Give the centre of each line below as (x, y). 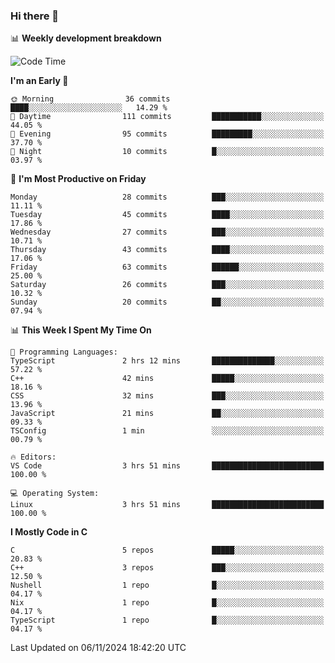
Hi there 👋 (35, 16)
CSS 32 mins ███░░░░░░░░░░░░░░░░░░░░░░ (167, 396)
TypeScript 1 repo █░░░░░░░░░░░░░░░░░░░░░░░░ (167, 620)
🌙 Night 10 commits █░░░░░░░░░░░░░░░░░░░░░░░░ (167, 152)
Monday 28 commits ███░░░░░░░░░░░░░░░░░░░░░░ (167, 197)
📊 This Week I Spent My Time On (81, 330)
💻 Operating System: (55, 494)
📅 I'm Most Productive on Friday (78, 179)
